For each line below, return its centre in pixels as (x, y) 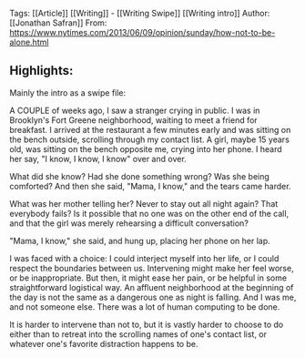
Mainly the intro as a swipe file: (68, 92)
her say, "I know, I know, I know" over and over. (98, 159)
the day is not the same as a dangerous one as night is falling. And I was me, (153, 297)
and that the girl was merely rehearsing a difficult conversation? (129, 223)
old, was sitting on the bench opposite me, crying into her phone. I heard (146, 148)
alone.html (29, 42)
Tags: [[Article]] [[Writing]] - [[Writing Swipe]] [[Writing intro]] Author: (140, 13)
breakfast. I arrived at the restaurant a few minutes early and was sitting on (150, 129)
